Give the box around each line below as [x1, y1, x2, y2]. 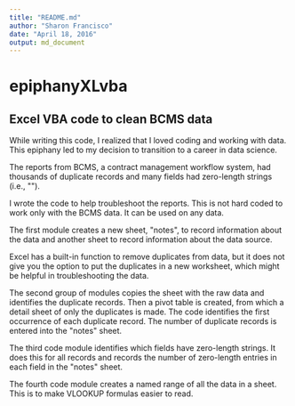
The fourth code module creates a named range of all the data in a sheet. [9, 379, 277, 390]
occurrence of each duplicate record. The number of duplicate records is [9, 316, 277, 327]
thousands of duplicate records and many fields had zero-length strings [9, 171, 273, 183]
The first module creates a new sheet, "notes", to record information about [9, 224, 283, 236]
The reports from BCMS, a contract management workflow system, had [9, 162, 271, 173]
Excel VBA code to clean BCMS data [9, 111, 213, 126]
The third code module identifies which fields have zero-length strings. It [9, 343, 275, 353]
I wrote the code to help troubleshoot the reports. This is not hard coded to [9, 198, 283, 209]
